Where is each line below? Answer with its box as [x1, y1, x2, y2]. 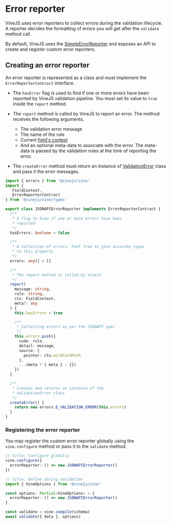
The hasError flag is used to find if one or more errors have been [12, 90, 149, 96]
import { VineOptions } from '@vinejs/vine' [5, 481, 102, 487]
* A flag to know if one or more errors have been [12, 216, 123, 221]
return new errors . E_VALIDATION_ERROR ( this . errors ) [14, 404, 127, 410]
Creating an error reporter [5, 61, 90, 69]
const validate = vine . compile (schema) [5, 509, 90, 515]
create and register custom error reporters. [5, 46, 96, 52]
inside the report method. [12, 101, 67, 107]
